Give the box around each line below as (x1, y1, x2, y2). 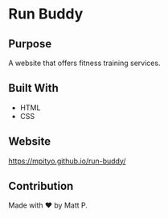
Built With (8, 81, 59, 95)
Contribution (8, 179, 74, 193)
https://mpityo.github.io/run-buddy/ (8, 156, 126, 166)
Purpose (8, 37, 52, 51)
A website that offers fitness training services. (8, 58, 161, 68)
